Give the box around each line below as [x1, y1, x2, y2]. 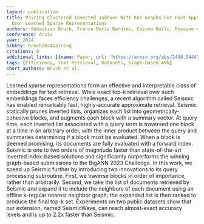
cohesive [6, 114, 29, 121]
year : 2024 [6, 37, 34, 43]
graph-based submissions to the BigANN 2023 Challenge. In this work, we [6, 159, 192, 167]
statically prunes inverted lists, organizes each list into [6, 107, 142, 115]
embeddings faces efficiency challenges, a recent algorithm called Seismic [6, 95, 194, 102]
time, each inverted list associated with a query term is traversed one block [6, 121, 194, 128]
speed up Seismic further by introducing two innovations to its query [6, 166, 178, 173]
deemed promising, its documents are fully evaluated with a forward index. [6, 140, 193, 148]
